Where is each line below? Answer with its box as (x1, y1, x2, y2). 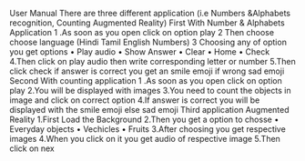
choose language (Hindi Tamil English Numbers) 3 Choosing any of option (9, 36, 287, 47)
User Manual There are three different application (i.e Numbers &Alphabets (9, 8, 291, 18)
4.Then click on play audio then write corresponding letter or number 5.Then (9, 56, 296, 66)
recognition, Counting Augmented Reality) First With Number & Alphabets (9, 17, 285, 28)
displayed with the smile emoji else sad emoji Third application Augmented (9, 105, 290, 115)
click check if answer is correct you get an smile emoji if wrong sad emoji (9, 65, 285, 76)
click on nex (9, 143, 55, 154)
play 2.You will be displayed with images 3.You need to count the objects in (9, 86, 291, 96)
